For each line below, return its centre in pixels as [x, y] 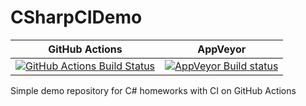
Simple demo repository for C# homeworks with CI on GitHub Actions [153, 90]
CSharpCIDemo [76, 17]
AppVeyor [222, 49]
